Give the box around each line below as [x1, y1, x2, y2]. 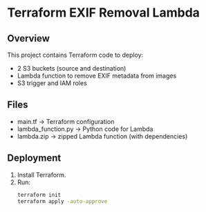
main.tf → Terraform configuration [17, 117, 115, 125]
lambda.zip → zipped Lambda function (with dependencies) [17, 132, 188, 140]
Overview [7, 33, 50, 44]
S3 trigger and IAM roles [17, 79, 88, 87]
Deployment [7, 152, 62, 164]
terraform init [17, 191, 62, 198]
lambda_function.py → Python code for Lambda [17, 125, 153, 133]
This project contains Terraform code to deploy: [7, 51, 144, 59]
